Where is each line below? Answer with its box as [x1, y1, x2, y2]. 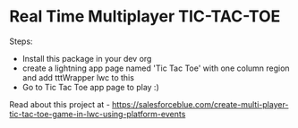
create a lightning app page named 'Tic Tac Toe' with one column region [21, 63, 290, 73]
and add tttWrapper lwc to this [21, 72, 134, 82]
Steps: [9, 36, 33, 47]
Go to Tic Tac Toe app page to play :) [21, 81, 159, 92]
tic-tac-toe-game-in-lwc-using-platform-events [9, 108, 186, 119]
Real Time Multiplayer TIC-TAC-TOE [9, 6, 281, 27]
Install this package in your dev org [21, 53, 152, 64]
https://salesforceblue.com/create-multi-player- [111, 98, 289, 109]
